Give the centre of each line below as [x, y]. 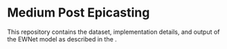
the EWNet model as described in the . [62, 39]
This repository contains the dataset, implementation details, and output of [113, 32]
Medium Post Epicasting [79, 13]
